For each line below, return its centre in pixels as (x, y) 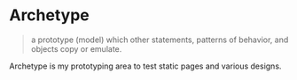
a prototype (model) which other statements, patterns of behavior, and (160, 40)
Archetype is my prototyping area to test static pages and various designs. (145, 66)
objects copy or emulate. (76, 48)
